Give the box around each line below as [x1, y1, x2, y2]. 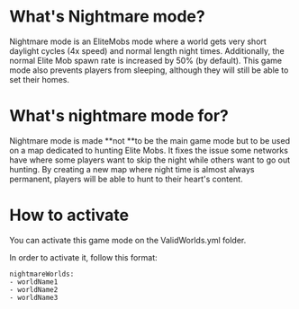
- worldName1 [9, 277, 59, 287]
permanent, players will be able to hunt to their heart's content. [9, 173, 243, 184]
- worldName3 [9, 293, 59, 302]
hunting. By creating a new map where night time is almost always [9, 163, 255, 174]
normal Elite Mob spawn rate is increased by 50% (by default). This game [9, 55, 282, 66]
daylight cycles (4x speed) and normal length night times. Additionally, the [9, 45, 285, 56]
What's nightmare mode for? [9, 106, 230, 127]
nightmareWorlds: [9, 269, 75, 278]
